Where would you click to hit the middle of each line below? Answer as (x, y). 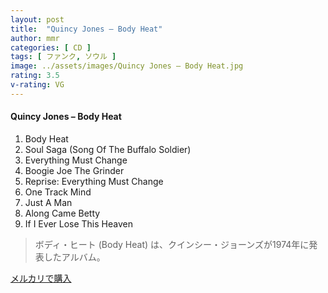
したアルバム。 (74, 257)
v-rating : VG (37, 85)
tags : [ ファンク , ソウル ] (63, 57)
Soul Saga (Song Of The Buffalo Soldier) (108, 149)
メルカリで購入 (41, 278)
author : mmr (35, 38)
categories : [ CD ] (51, 47)
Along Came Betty (62, 213)
